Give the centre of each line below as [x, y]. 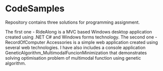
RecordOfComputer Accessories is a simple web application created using [81, 42]
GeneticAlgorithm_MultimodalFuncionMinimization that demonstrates [76, 53]
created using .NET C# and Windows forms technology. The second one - [81, 37]
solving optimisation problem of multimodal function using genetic [73, 58]
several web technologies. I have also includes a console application [76, 47]
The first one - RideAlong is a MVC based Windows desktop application [79, 32]
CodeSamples [35, 9]
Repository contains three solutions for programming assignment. [73, 22]
